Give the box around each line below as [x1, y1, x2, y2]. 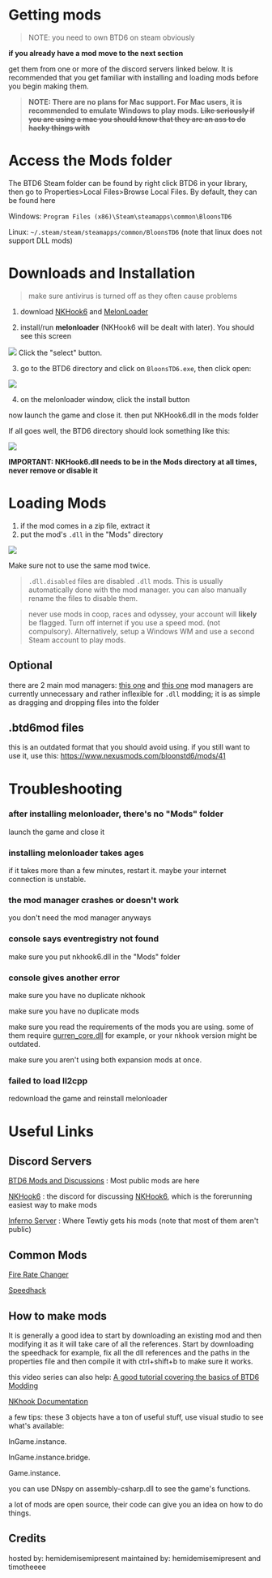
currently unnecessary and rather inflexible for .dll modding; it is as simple [8, 689, 261, 698]
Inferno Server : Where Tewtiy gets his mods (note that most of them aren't [8, 1216, 259, 1226]
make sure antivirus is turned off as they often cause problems [28, 291, 237, 300]
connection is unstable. [8, 875, 87, 884]
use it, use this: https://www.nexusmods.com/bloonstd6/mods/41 [8, 751, 227, 761]
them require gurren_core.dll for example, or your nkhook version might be [8, 1031, 257, 1040]
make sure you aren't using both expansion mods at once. [8, 1055, 202, 1065]
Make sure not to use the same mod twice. [8, 560, 151, 570]
